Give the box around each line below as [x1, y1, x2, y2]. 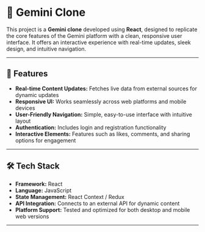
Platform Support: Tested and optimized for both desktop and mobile [15, 206, 190, 213]
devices [15, 104, 35, 112]
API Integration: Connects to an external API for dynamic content [15, 200, 180, 207]
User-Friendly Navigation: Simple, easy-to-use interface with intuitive [15, 111, 192, 118]
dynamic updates [15, 91, 59, 98]
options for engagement [15, 137, 76, 144]
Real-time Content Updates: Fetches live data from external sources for [15, 85, 197, 92]
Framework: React [15, 180, 63, 187]
